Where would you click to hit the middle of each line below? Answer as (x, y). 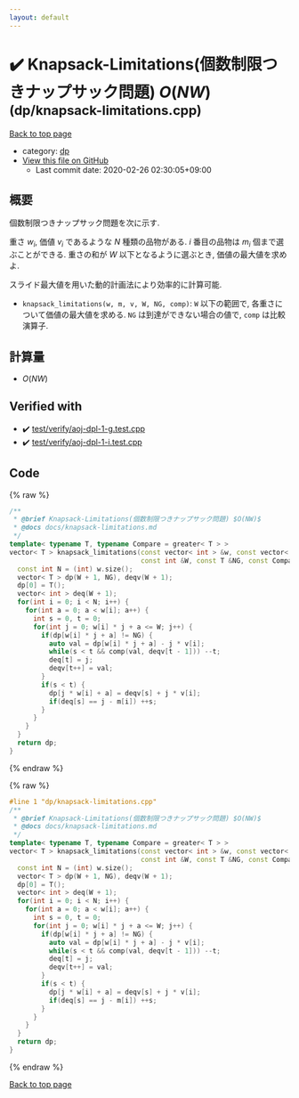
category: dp (45, 150)
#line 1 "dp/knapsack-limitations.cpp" (83, 801)
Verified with (46, 407)
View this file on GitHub (65, 160)
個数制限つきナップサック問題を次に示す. (85, 223)
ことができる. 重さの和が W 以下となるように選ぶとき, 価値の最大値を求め (152, 255)
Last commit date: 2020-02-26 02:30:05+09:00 (123, 169)
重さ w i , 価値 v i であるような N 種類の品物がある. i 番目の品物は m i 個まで (143, 243)
